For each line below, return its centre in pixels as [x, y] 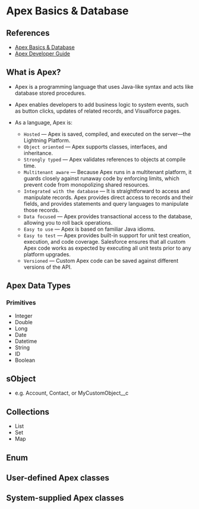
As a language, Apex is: [44, 122]
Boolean [25, 360]
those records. [41, 210]
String [22, 347]
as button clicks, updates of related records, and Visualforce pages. [98, 111]
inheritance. [38, 153]
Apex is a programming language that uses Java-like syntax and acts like [104, 86]
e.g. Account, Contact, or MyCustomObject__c [72, 393]
